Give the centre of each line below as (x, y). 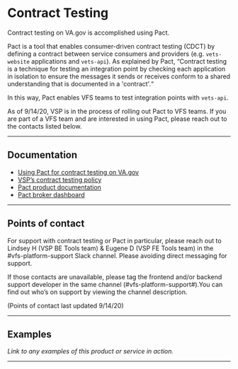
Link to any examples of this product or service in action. (91, 351)
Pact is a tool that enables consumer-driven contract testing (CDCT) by (111, 46)
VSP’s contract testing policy (59, 180)
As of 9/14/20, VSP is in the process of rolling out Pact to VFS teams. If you (117, 111)
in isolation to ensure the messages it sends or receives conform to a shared (119, 76)
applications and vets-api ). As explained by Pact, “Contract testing (129, 61)
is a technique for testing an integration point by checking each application (117, 69)
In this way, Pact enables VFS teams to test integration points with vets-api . (118, 98)
